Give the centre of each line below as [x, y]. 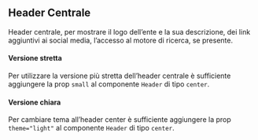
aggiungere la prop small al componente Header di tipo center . [109, 84]
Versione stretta [35, 58]
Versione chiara [35, 102]
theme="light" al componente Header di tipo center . [91, 128]
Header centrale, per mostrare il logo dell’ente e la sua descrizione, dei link [129, 31]
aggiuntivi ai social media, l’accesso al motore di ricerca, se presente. [121, 40]
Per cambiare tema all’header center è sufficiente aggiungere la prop [120, 120]
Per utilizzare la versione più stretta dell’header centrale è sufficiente [120, 76]
